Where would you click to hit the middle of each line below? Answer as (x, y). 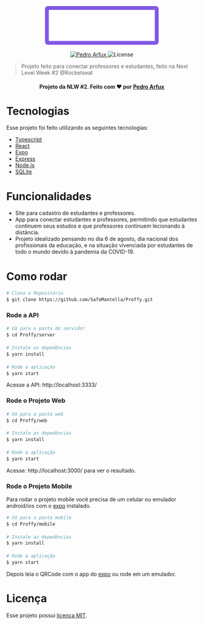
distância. (27, 232)
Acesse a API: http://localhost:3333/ (52, 385)
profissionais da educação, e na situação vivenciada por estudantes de (104, 245)
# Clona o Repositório (35, 293)
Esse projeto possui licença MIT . (47, 615)
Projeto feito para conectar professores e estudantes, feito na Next (105, 66)
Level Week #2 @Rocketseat (57, 72)
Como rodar (37, 276)
